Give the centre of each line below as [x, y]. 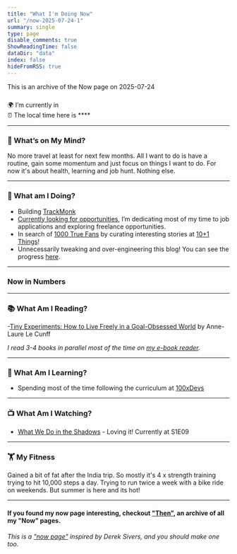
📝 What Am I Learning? [47, 373]
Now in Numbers [37, 282]
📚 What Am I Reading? [48, 308]
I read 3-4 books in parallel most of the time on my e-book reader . [104, 348]
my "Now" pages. [34, 520]
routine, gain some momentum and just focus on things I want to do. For [112, 163]
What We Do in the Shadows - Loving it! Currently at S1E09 [103, 432]
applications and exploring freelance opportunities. [92, 226]
